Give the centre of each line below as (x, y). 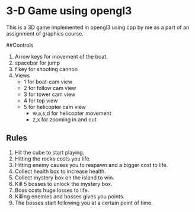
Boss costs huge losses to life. (52, 190)
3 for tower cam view (49, 94)
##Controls (20, 45)
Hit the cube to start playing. (49, 152)
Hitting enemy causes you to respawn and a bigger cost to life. (91, 165)
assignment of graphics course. (45, 33)
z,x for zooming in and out (64, 119)
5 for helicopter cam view (55, 107)
